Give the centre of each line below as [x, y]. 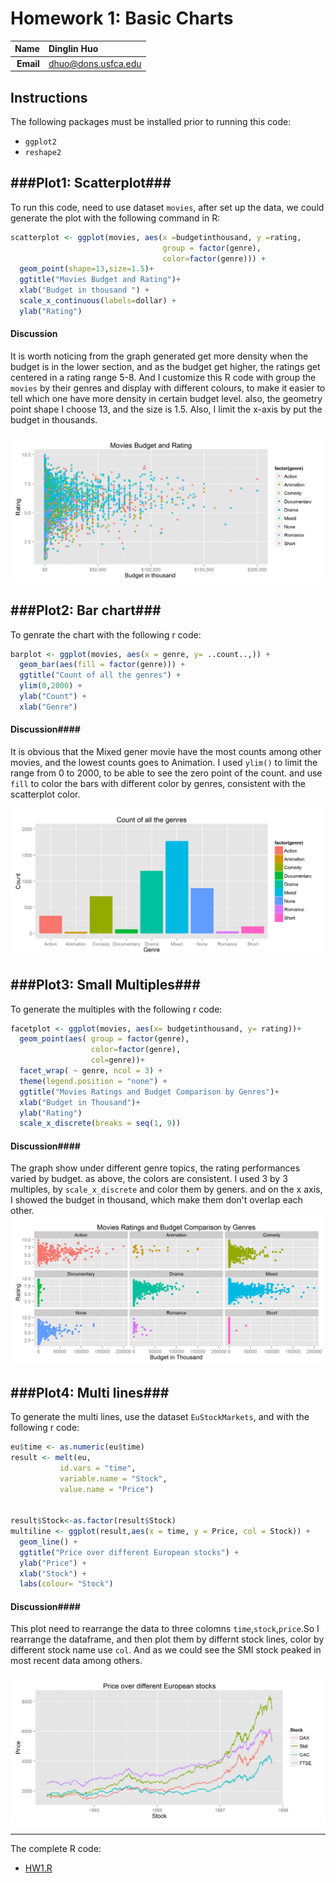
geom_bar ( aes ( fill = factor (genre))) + [102, 665]
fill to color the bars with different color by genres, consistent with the [158, 783]
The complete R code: [56, 1849]
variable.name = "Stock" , [113, 1478]
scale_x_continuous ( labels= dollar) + [98, 301]
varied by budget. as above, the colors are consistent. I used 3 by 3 [149, 1179]
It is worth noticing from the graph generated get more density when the [159, 356]
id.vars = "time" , [98, 1468]
